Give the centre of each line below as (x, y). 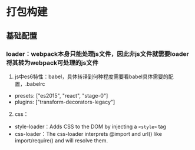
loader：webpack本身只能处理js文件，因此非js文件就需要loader (98, 54)
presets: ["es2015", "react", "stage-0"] (61, 95)
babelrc (36, 84)
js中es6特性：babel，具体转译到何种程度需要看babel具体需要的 (92, 76)
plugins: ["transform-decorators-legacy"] (65, 102)
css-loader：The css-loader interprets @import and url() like (88, 134)
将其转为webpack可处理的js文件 (52, 62)
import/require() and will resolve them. (61, 140)
